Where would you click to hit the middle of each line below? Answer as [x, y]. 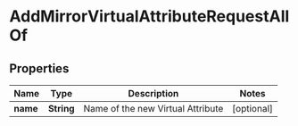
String [61, 109]
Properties [39, 68]
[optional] [252, 109]
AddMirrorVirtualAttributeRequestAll [149, 17]
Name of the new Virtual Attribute [153, 109]
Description [153, 93]
